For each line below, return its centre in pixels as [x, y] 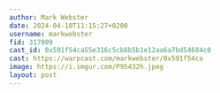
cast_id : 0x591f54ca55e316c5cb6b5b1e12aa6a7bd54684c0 [110, 50]
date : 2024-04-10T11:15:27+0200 [68, 26]
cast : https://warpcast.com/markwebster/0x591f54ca [106, 58]
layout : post [33, 75]
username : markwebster [51, 34]
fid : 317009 [31, 42]
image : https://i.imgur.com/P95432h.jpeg [87, 67]
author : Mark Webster [49, 17]
